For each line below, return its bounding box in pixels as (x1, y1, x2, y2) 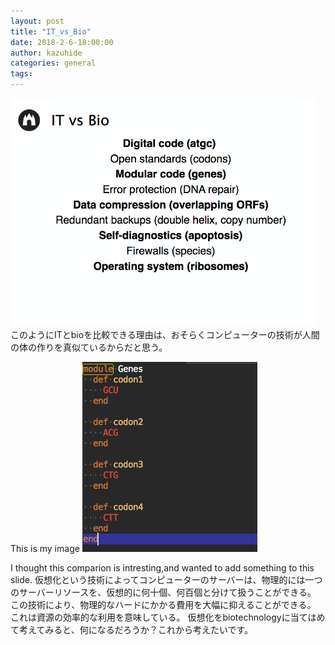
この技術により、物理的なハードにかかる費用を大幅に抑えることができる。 (10, 599, 317, 610)
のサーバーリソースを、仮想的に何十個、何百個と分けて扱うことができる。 (10, 586, 317, 598)
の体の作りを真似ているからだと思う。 (10, 341, 168, 353)
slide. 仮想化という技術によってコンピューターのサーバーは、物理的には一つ (10, 574, 323, 585)
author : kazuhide (10, 48, 83, 58)
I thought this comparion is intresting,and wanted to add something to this (10, 562, 315, 574)
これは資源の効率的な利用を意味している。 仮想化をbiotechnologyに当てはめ (10, 611, 326, 623)
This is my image (10, 543, 80, 554)
